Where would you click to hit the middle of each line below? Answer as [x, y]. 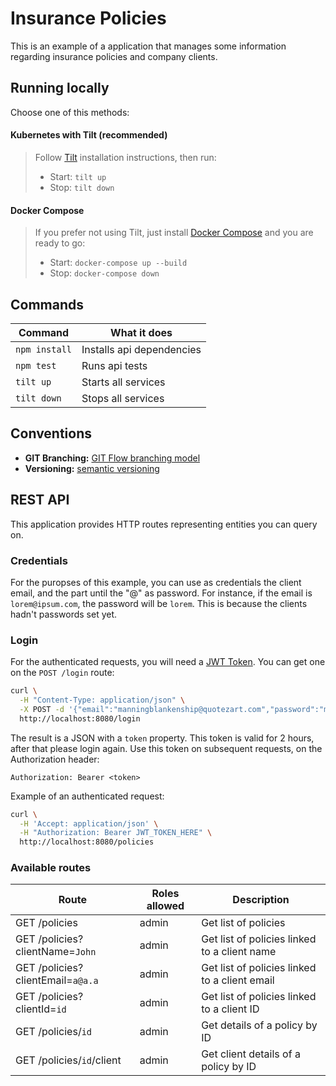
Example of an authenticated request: [87, 796]
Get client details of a [251, 1054]
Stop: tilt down [82, 187]
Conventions [51, 433]
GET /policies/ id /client [68, 1060]
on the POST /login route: [62, 673]
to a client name [239, 952]
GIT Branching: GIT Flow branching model [112, 458]
